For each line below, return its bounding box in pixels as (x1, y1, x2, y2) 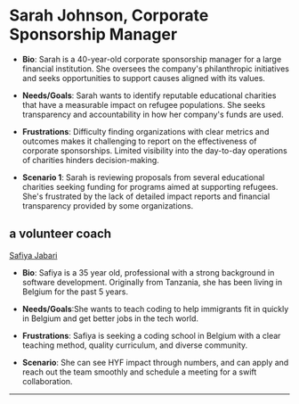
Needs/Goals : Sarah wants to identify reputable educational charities (21, 90, 277, 101)
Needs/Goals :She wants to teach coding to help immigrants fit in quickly (21, 303, 289, 314)
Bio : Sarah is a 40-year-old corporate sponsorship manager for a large (21, 54, 282, 64)
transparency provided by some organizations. (21, 200, 194, 210)
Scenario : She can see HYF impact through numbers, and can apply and (21, 357, 289, 367)
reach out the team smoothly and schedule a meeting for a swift (21, 367, 257, 377)
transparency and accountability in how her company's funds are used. (21, 109, 284, 120)
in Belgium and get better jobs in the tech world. (21, 313, 198, 324)
